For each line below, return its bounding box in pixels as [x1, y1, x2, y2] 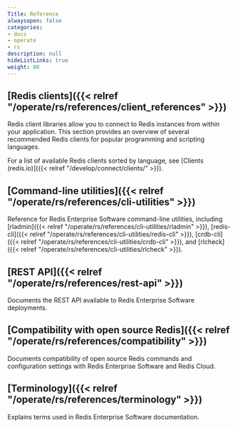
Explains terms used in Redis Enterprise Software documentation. [7, 412, 200, 421]
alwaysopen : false [7, 17, 62, 24]
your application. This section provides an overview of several [7, 128, 190, 136]
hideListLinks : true [7, 57, 69, 64]
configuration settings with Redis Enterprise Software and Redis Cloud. [7, 362, 216, 370]
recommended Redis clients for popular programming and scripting [7, 135, 205, 143]
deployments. [7, 304, 48, 312]
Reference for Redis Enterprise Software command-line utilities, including [7, 215, 223, 223]
